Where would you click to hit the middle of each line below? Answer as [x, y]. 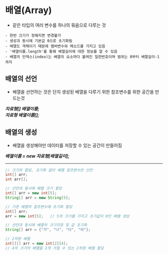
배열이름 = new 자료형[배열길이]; [37, 156]
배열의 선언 [21, 79]
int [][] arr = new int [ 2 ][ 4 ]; [37, 243]
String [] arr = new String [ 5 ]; [38, 198]
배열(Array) [28, 10]
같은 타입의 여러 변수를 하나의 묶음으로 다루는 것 [59, 25]
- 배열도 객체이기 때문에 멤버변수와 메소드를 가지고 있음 [55, 46]
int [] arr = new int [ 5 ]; [31, 193]
